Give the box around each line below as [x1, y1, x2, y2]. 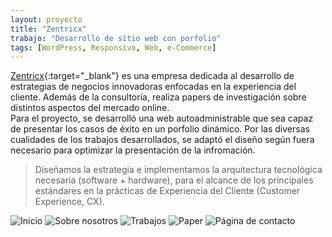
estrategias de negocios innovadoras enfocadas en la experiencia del [10, 81, 297, 93]
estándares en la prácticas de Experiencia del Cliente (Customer [34, 185, 301, 197]
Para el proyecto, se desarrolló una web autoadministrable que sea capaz [10, 112, 314, 125]
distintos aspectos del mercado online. [10, 102, 170, 114]
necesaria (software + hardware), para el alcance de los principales [34, 174, 314, 186]
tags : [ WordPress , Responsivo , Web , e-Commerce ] [10, 42, 217, 53]
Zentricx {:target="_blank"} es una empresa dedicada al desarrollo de [10, 70, 295, 82]
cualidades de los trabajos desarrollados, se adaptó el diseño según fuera [10, 134, 315, 146]
